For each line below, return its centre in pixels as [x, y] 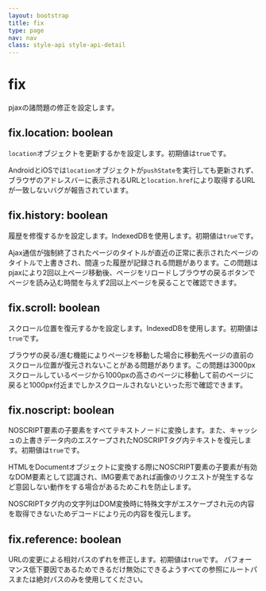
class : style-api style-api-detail [67, 45]
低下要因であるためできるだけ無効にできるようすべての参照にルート [140, 570]
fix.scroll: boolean [54, 308]
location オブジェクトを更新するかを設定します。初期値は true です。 [120, 153]
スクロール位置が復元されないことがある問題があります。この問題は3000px [132, 365]
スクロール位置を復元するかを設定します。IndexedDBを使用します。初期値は [133, 328]
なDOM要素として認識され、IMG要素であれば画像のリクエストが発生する [127, 477]
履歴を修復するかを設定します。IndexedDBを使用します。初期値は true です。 [133, 235]
